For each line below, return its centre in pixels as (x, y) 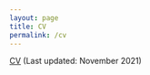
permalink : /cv (38, 35)
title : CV (28, 27)
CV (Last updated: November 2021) (76, 61)
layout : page (34, 18)
